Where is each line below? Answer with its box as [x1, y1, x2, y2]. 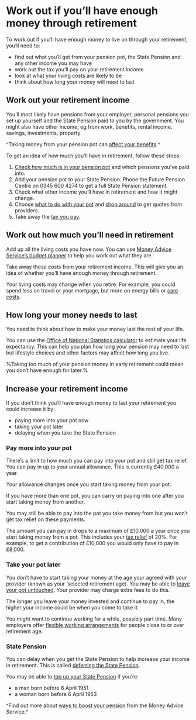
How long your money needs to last [6, 310, 137, 320]
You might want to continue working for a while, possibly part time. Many [6, 615, 183, 622]
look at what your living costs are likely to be [14, 72, 122, 79]
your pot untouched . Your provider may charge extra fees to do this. [6, 586, 170, 593]
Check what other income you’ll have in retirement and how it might [14, 188, 178, 195]
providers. [14, 206, 40, 214]
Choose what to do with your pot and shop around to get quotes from [14, 201, 183, 208]
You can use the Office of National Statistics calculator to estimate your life [6, 337, 187, 344]
